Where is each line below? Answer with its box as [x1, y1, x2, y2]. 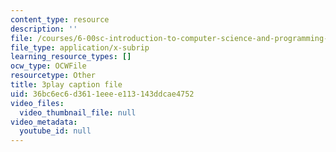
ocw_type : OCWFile [10, 61, 87, 71]
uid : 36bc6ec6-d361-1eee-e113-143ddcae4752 [10, 89, 195, 99]
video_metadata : [10, 117, 78, 127]
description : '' [10, 24, 78, 34]
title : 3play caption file [10, 80, 123, 90]
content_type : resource [10, 14, 110, 25]
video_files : [10, 98, 65, 108]
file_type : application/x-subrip [10, 42, 150, 53]
